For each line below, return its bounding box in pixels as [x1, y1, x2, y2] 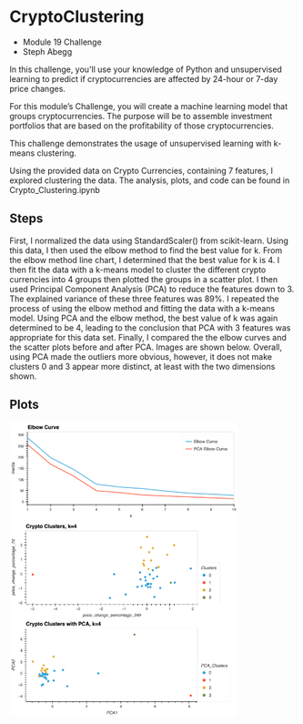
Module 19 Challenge [22, 36, 102, 47]
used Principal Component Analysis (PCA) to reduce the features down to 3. [9, 283, 295, 294]
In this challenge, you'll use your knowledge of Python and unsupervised [9, 64, 282, 75]
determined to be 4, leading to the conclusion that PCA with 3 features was [9, 321, 291, 333]
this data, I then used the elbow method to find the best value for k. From [9, 244, 283, 256]
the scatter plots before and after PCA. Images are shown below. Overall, [9, 342, 282, 352]
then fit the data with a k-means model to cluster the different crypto [9, 264, 267, 275]
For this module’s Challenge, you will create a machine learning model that [9, 100, 288, 111]
